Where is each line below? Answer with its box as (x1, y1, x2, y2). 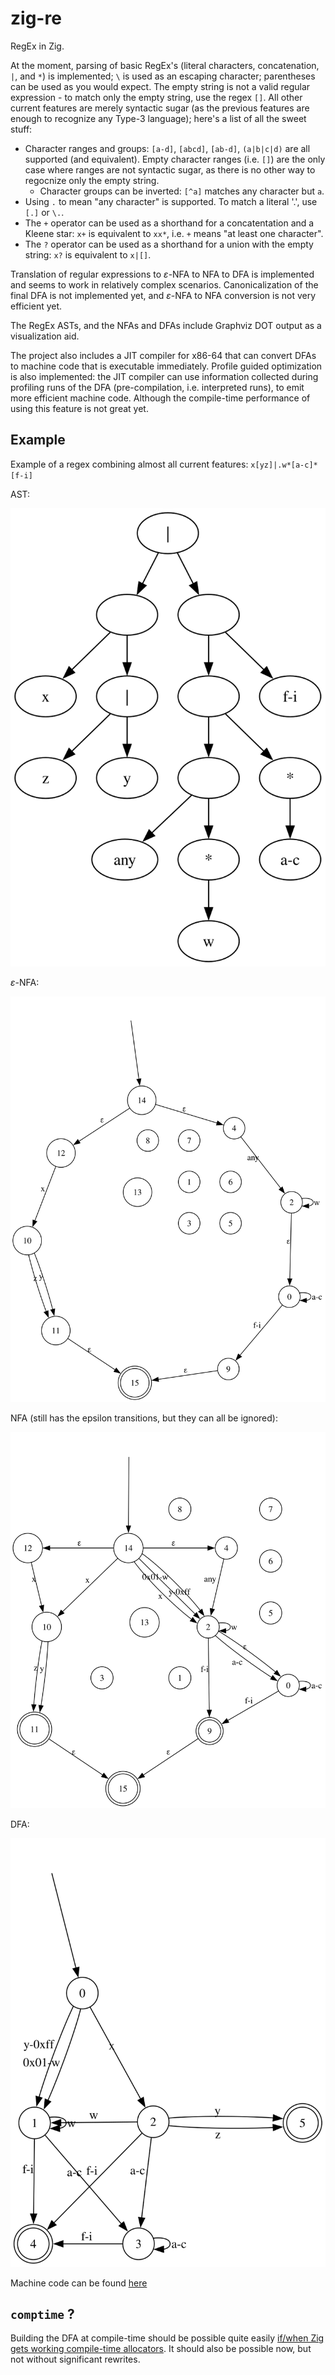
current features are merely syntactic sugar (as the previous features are (10, 102, 310, 114)
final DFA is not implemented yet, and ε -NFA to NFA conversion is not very (10, 289, 317, 301)
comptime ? (10, 2305, 75, 2322)
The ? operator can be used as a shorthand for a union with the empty (24, 238, 314, 250)
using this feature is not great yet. (10, 402, 149, 414)
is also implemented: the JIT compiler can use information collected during (10, 370, 319, 382)
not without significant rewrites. (10, 2353, 141, 2366)
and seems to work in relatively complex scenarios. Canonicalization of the (10, 278, 319, 291)
